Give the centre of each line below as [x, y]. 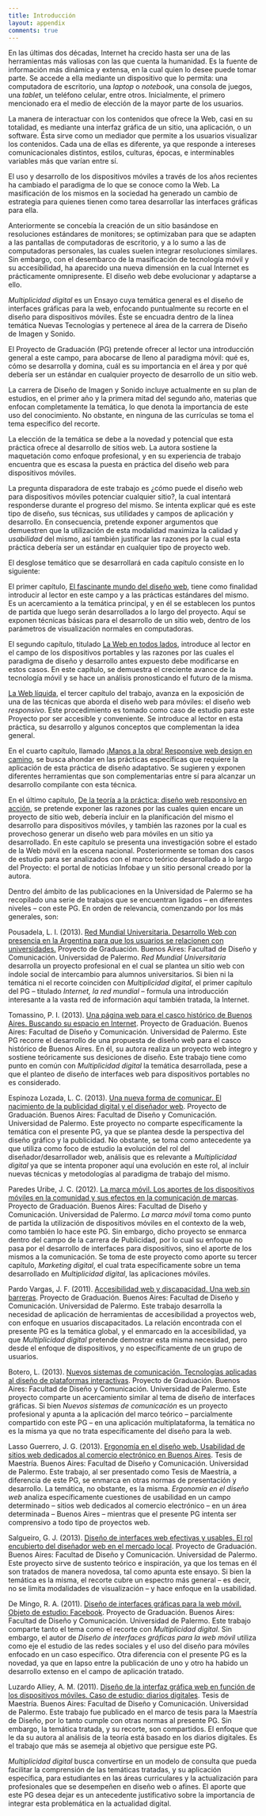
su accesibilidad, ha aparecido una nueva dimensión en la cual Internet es [129, 268]
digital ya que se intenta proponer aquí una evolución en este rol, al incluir [129, 1165]
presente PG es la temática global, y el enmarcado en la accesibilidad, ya [127, 1331]
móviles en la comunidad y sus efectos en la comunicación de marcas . [123, 1198]
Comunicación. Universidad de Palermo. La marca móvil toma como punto [130, 1215]
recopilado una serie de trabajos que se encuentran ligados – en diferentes [131, 900]
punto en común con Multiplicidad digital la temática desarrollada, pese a [128, 1066]
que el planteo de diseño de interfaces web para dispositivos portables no [129, 1074]
